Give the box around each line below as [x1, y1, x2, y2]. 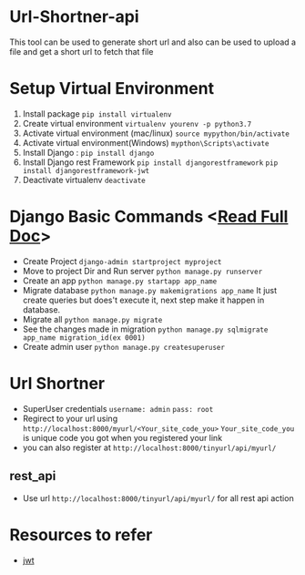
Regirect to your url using [22, 413, 118, 424]
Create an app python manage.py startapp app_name [22, 275, 218, 286]
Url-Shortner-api [9, 6, 139, 27]
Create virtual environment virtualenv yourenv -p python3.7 [22, 118, 252, 128]
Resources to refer [9, 524, 153, 545]
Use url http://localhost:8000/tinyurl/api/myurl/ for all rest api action [22, 492, 294, 503]
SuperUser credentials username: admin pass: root [22, 403, 214, 414]
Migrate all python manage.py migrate [22, 313, 163, 324]
